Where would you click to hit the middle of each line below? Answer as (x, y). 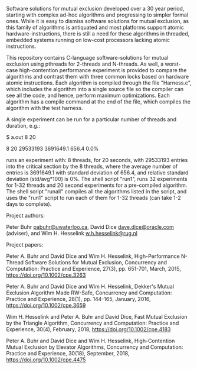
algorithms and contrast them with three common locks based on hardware (98, 77)
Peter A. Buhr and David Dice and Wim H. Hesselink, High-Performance (93, 256)
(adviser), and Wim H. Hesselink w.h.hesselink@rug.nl (72, 233)
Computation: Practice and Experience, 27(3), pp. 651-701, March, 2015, (94, 269)
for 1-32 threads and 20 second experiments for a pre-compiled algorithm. (97, 185)
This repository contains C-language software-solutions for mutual (87, 58)
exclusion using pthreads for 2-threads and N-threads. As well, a (85, 64)
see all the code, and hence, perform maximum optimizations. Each (88, 95)
